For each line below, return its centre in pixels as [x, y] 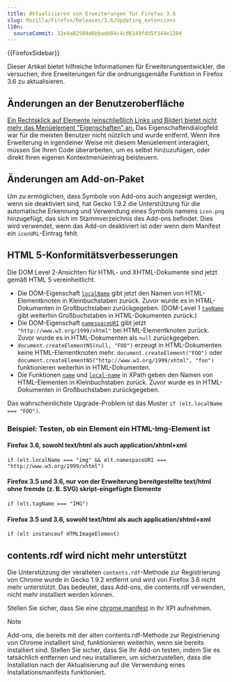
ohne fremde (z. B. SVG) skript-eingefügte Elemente [84, 489]
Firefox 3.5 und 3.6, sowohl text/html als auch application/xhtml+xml [109, 519]
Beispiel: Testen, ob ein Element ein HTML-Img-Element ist [109, 428]
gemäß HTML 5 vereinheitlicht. [52, 280]
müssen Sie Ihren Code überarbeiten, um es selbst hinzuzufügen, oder [109, 150]
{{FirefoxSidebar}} [34, 53]
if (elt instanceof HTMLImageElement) [63, 534]
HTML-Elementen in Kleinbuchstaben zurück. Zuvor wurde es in [109, 382]
